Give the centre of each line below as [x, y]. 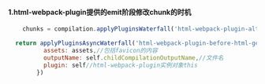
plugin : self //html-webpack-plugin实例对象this [121, 65]
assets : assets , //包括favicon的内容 [100, 50]
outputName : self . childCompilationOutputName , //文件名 [133, 58]
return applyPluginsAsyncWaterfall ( [75, 43]
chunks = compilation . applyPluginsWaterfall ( [99, 29]
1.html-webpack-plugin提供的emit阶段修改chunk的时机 [100, 12]
